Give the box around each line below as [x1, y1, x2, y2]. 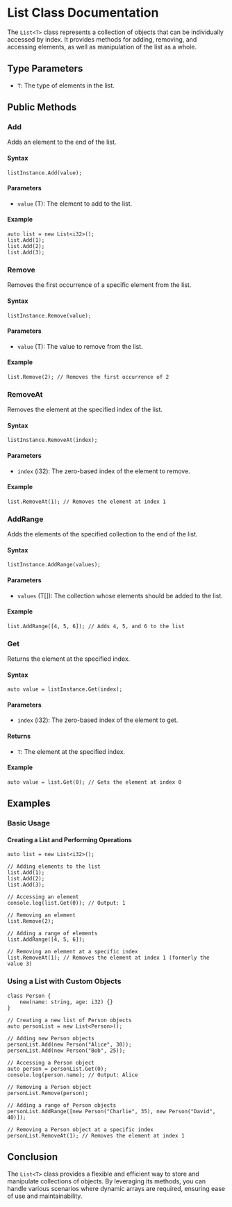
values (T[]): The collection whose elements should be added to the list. [17, 591, 224, 600]
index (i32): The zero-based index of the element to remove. [17, 467, 191, 475]
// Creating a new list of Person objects [7, 1017, 132, 1024]
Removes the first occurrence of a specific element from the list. [7, 281, 192, 289]
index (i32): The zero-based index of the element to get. [17, 716, 179, 724]
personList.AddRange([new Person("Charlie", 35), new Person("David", [7, 1108, 216, 1115]
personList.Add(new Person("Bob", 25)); [7, 1047, 126, 1054]
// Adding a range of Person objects [7, 1101, 117, 1109]
